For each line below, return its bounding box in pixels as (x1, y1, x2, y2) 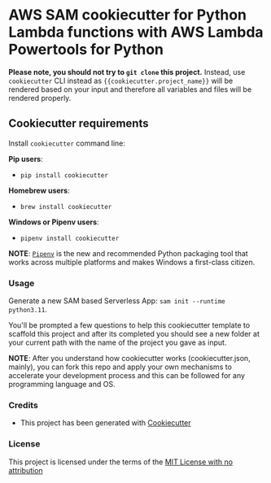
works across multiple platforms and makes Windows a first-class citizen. (8, 257, 256, 267)
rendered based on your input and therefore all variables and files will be (8, 84, 252, 94)
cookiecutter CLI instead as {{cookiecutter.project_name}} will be (8, 76, 234, 85)
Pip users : (8, 154, 43, 163)
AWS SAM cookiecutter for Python (8, 6, 247, 24)
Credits (8, 399, 38, 411)
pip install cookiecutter (20, 171, 108, 180)
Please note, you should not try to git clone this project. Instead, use (8, 67, 246, 76)
